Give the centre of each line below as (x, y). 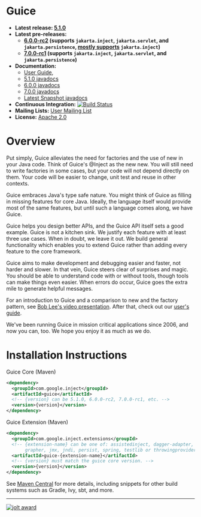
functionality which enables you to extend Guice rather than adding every (97, 245)
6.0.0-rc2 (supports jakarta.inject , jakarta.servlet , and (96, 40)
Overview (31, 141)
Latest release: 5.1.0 (40, 28)
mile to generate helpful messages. (50, 288)
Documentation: (36, 66)
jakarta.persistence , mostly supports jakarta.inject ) (92, 47)
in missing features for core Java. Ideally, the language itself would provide (99, 201)
